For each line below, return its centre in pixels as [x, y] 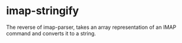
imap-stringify [42, 11]
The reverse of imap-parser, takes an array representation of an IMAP [91, 27]
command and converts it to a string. [51, 33]
